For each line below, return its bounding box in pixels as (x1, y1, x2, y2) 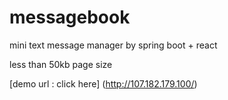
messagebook (9, 6, 131, 29)
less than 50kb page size (9, 58, 113, 70)
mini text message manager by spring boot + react (9, 39, 218, 51)
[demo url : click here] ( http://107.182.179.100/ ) (9, 77, 198, 90)
